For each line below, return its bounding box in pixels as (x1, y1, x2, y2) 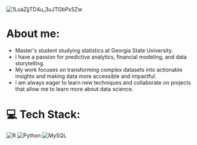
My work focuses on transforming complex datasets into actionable (14, 66, 183, 73)
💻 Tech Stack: (6, 108, 81, 121)
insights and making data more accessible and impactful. (14, 72, 157, 80)
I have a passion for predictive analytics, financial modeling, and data (14, 53, 187, 60)
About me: (6, 27, 60, 40)
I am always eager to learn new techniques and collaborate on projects (14, 79, 192, 86)
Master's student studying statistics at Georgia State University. (14, 47, 174, 54)
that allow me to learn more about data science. (14, 85, 134, 92)
